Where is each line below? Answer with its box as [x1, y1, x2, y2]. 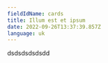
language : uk [7, 29, 45, 37]
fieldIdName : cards [7, 10, 64, 17]
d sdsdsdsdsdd [7, 49, 50, 57]
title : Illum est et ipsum [7, 17, 86, 24]
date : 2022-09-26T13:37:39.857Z [7, 23, 101, 30]
